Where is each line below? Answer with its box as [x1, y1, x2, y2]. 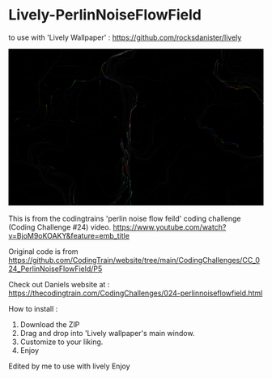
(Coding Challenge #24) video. [8, 222, 112, 232]
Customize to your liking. [19, 337, 104, 347]
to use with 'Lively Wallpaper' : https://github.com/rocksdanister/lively [8, 32, 242, 42]
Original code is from [8, 247, 79, 256]
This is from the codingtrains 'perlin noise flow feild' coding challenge [8, 213, 241, 224]
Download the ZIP [19, 320, 80, 329]
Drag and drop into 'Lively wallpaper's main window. [19, 329, 195, 338]
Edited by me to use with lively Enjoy [8, 361, 131, 371]
